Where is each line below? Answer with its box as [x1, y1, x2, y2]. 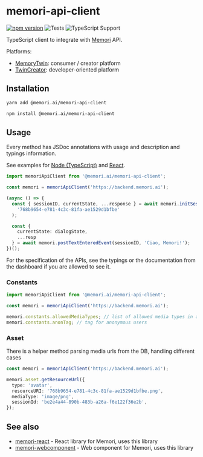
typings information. [6, 150, 56, 157]
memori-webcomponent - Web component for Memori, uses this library [14, 444, 194, 451]
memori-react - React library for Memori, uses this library [14, 438, 158, 445]
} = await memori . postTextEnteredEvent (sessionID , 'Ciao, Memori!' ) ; [11, 240, 190, 246]
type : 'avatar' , [11, 382, 53, 389]
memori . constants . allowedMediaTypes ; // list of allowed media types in [6, 313, 193, 319]
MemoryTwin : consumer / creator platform [14, 59, 121, 67]
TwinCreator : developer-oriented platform [14, 65, 120, 73]
